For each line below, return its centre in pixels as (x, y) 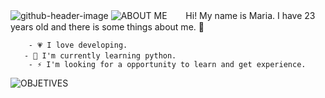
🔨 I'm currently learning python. (105, 56)
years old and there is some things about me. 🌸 (107, 27)
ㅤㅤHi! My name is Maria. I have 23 (242, 15)
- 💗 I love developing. (78, 45)
